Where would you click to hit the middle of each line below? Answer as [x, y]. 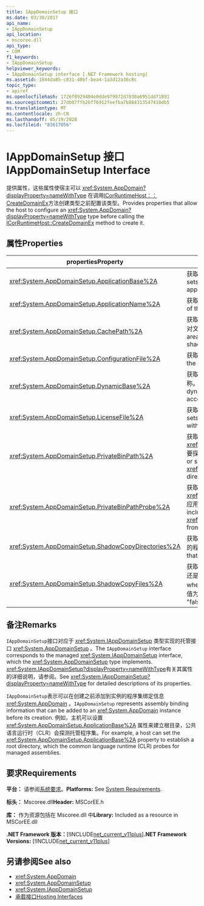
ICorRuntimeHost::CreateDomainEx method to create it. [75, 223]
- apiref [17, 91]
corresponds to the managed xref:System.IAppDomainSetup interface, [95, 655]
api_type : [19, 46]
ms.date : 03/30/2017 [32, 18]
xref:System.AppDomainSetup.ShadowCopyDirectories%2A [95, 546]
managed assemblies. [34, 752]
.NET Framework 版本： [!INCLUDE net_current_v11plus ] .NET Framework [97, 834]
